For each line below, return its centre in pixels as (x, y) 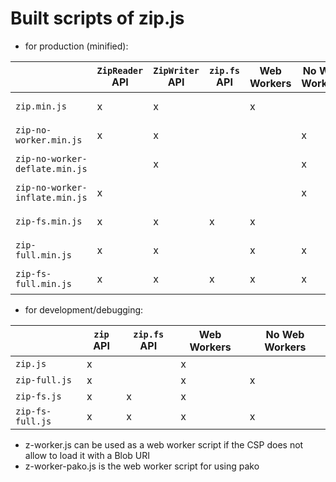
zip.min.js (41, 106)
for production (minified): (76, 46)
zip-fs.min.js (49, 221)
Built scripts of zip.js (97, 18)
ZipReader (120, 70)
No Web (285, 334)
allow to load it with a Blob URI (87, 455)
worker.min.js (49, 140)
